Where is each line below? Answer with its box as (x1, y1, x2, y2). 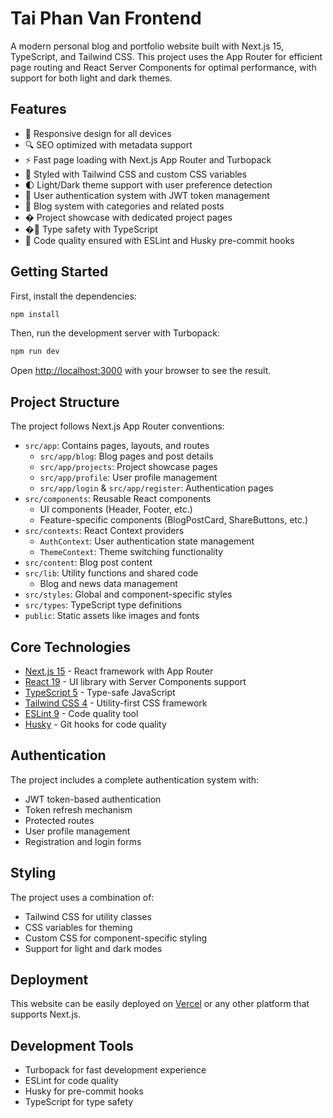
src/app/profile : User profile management (39, 472, 218, 484)
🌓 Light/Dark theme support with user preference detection (24, 178, 273, 191)
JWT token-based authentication (24, 793, 162, 805)
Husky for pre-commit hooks (24, 1085, 144, 1097)
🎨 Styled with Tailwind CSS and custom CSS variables (24, 168, 248, 180)
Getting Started (10, 263, 109, 281)
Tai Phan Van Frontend (10, 7, 202, 30)
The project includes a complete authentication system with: (10, 773, 260, 786)
